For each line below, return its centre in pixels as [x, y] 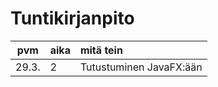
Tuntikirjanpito [72, 18]
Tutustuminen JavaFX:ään [141, 67]
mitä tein [101, 50]
